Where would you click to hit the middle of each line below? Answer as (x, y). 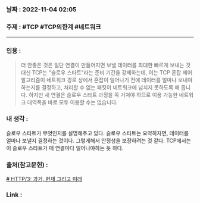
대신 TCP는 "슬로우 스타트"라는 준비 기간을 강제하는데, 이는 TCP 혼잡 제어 (106, 72)
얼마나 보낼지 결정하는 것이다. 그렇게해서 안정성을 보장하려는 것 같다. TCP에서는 (99, 140)
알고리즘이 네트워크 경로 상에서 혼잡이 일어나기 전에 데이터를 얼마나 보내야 (107, 80)
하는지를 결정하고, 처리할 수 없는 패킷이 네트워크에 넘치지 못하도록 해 (100, 87)
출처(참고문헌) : (27, 165)
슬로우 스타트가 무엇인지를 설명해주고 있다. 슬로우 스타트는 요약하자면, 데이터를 (98, 133)
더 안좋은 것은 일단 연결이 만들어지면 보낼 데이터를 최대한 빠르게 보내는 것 (106, 65)
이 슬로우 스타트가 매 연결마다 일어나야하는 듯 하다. (65, 148)
